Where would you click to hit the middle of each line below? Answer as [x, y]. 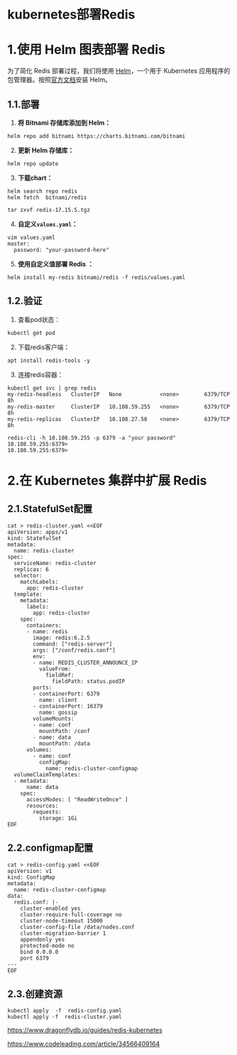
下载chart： [35, 178]
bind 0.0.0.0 [39, 952]
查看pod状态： [39, 319]
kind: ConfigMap [31, 877]
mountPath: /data [65, 744]
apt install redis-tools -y [49, 360]
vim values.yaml [31, 237]
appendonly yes [43, 939]
